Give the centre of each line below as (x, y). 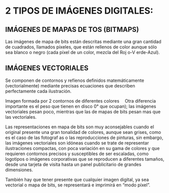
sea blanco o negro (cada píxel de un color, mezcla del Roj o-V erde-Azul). (82, 52)
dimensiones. (19, 170)
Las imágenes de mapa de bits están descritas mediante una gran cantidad (83, 41)
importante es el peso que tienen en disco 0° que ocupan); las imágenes (81, 106)
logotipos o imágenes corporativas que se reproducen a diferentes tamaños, (85, 159)
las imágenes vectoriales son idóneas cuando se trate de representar (77, 143)
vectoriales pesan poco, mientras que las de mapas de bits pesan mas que (83, 112)
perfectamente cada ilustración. (38, 91)
